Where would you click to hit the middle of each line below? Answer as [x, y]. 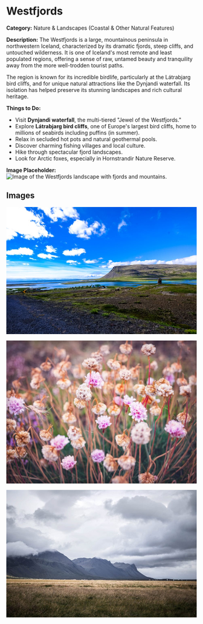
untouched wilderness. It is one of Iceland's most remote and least [89, 52]
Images [21, 196]
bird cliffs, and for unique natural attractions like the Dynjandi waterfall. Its [98, 84]
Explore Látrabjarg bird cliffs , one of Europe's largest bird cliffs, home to [105, 126]
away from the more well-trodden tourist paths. [65, 65]
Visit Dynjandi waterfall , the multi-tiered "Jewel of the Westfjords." [98, 120]
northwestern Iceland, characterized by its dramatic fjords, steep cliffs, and [100, 46]
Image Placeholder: [31, 170]
